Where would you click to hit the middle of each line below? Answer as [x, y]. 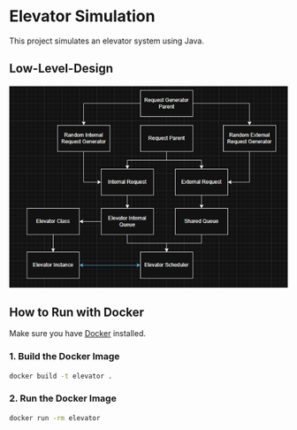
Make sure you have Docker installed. [77, 334]
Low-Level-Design [61, 69]
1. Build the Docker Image [65, 357]
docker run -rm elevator [55, 418]
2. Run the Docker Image [63, 398]
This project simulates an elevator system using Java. [107, 41]
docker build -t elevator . [61, 376]
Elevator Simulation [82, 16]
